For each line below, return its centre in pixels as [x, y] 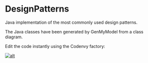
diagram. [14, 37]
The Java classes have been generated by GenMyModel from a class [74, 31]
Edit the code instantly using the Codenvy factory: [55, 46]
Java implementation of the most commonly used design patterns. [71, 22]
